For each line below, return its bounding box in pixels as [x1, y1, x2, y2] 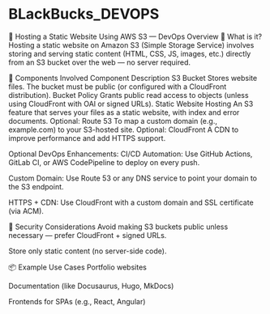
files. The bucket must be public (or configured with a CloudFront [8, 82, 227, 91]
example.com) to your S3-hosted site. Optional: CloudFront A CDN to [8, 125, 239, 134]
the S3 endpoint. [8, 181, 64, 191]
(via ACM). [8, 206, 45, 215]
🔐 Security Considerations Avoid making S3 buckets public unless [8, 222, 229, 231]
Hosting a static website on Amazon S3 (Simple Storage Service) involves [8, 40, 255, 49]
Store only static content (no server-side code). [8, 246, 167, 256]
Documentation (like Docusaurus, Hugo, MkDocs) [8, 281, 174, 291]
